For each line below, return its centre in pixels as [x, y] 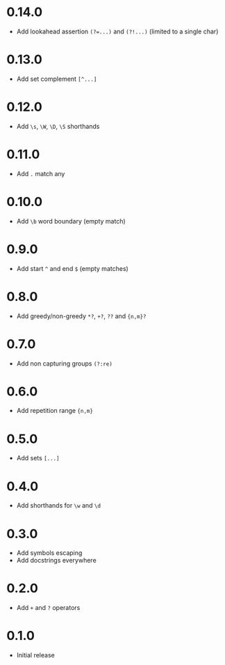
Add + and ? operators [48, 608]
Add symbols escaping [49, 553]
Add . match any [41, 173]
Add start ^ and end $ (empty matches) [73, 268]
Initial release [35, 655]
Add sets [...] [38, 458]
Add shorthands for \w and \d [59, 506]
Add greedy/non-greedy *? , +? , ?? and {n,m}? [81, 316]
